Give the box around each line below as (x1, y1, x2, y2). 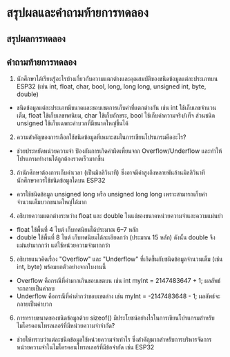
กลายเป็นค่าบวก (16, 300, 52, 309)
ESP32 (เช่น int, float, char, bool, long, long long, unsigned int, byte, (16, 82, 207, 91)
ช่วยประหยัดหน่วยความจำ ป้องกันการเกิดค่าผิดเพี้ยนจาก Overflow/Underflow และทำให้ (16, 147, 222, 155)
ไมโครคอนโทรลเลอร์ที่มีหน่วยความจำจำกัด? (16, 322, 115, 330)
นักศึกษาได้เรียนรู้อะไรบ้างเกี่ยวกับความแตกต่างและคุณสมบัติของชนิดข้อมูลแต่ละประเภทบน (16, 75, 218, 83)
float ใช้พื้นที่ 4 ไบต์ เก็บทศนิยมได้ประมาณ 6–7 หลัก (16, 226, 139, 234)
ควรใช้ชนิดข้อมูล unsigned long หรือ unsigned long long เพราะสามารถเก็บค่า (16, 190, 208, 199)
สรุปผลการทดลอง (6, 33, 66, 44)
